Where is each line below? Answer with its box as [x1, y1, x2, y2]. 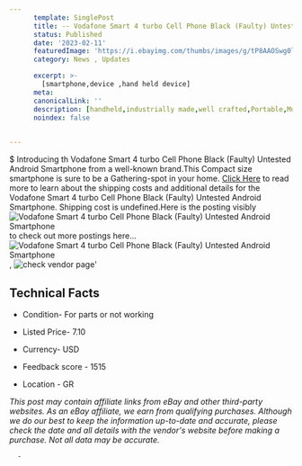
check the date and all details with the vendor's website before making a [9, 425, 280, 435]
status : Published [32, 30, 102, 39]
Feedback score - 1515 [22, 361, 106, 372]
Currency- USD [22, 344, 80, 354]
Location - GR [22, 379, 75, 390]
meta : [32, 87, 54, 97]
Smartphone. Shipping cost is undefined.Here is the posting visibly [9, 202, 257, 212]
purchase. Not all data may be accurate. [9, 434, 160, 445]
